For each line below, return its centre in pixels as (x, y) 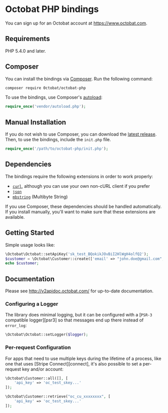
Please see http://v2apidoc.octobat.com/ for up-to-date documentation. (79, 291)
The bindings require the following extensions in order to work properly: (79, 176)
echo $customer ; (22, 263)
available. (15, 217)
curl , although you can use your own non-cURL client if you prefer (81, 186)
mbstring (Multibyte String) (40, 197)
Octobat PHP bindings (52, 9)
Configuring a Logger (32, 304)
